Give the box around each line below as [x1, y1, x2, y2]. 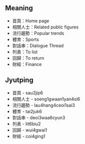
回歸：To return [12, 55, 44, 61]
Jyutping [5, 76, 34, 84]
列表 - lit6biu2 [12, 121, 41, 127]
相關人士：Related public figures [12, 24, 79, 30]
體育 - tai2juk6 [12, 108, 42, 114]
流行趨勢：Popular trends [12, 30, 64, 36]
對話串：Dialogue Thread [12, 42, 64, 49]
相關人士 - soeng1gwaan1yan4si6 [12, 96, 81, 102]
